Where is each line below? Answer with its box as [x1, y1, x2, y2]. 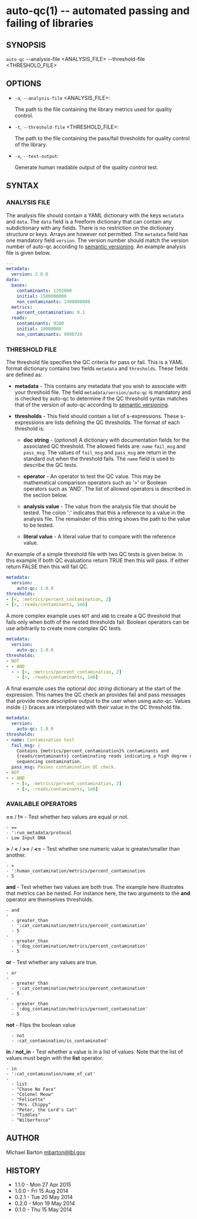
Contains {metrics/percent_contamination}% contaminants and [16, 747, 169, 754]
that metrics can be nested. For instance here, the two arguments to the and [6, 890, 191, 897]
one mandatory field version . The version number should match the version [6, 237, 189, 244]
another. [6, 851, 26, 858]
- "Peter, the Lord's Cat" [11, 1107, 77, 1113]
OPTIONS [6, 79, 42, 89]
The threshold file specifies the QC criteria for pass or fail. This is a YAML [6, 359, 184, 366]
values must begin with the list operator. [6, 1054, 104, 1061]
